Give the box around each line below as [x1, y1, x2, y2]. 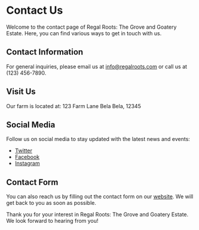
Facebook [14, 154, 40, 161]
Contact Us [6, 4, 63, 17]
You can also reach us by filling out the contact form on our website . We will [6, 193, 194, 200]
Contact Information [6, 47, 84, 57]
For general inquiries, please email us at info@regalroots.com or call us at [6, 63, 187, 70]
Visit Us [6, 87, 36, 97]
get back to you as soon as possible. [6, 200, 97, 207]
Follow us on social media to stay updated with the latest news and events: [6, 136, 190, 143]
